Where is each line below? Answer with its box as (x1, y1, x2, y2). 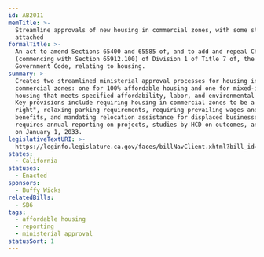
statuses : (8, 165, 41, 172)
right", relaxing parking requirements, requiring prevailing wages (15, 107, 244, 114)
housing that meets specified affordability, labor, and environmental (15, 92, 255, 100)
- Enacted (15, 172, 47, 180)
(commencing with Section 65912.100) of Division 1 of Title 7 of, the (15, 56, 255, 63)
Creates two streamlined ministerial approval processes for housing (15, 77, 247, 85)
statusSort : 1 (8, 237, 55, 245)
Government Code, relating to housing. (15, 63, 146, 71)
